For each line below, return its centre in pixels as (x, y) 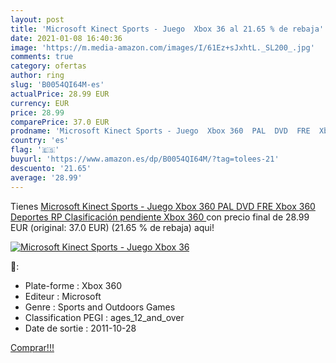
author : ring (37, 76)
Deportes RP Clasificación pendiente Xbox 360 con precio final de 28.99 (160, 217)
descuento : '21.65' (51, 168)
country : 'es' (40, 141)
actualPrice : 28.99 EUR (60, 94)
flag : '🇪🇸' (35, 150)
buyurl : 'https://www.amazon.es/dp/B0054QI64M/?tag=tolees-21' (145, 159)
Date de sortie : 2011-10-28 (80, 328)
